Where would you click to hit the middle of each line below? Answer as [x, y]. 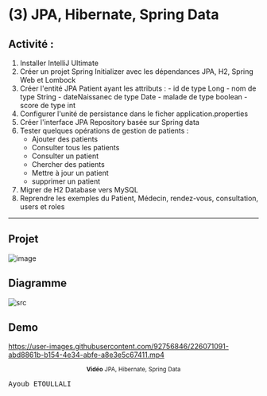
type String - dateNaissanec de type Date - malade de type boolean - [133, 97]
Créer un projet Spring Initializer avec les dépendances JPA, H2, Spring [137, 72]
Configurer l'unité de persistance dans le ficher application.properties [134, 114]
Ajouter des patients [64, 139]
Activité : [31, 44]
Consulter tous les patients [75, 148]
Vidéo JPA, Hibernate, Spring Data [133, 370]
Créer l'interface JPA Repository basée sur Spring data [110, 122]
